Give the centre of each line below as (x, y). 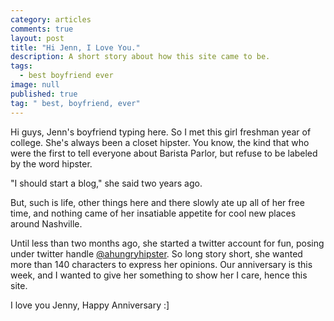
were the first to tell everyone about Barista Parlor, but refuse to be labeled (164, 153)
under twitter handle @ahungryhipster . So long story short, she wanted (156, 253)
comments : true (42, 29)
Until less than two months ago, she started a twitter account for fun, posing (167, 243)
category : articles (51, 19)
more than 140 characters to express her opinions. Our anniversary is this (161, 264)
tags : (21, 66)
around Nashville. (46, 223)
